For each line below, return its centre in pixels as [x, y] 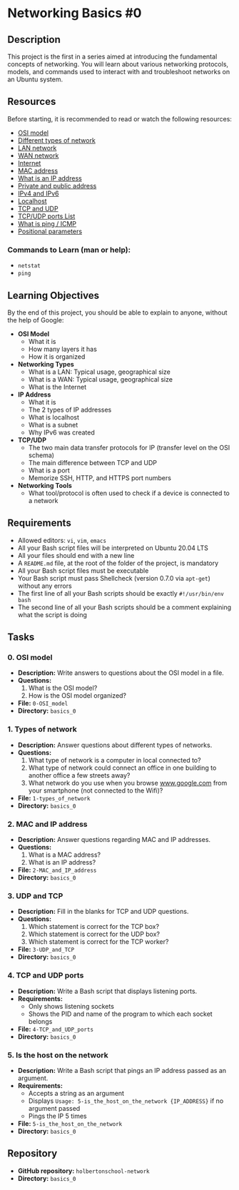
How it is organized [57, 356]
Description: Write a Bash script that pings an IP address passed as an [122, 1070]
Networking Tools [45, 485]
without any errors [45, 586]
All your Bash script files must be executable [83, 570]
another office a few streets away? [79, 775]
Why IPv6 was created [61, 432]
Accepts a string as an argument [76, 1093]
